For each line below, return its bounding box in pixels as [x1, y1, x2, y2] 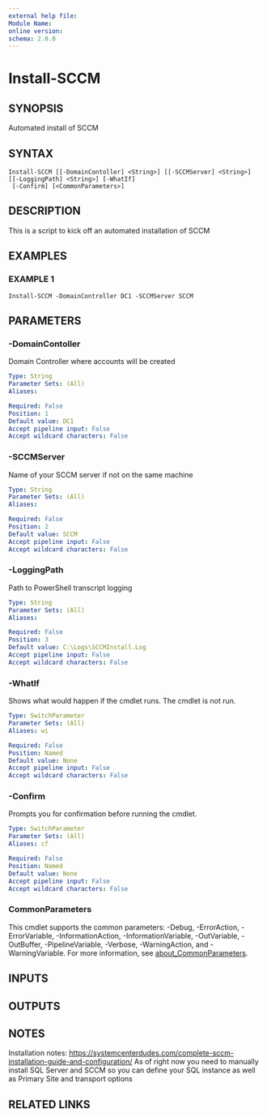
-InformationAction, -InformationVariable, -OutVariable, [56, 931, 240, 940]
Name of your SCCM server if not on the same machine [8, 469, 193, 479]
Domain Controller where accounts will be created [8, 357, 176, 366]
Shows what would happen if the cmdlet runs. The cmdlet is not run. [8, 696, 236, 706]
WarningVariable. [8, 948, 66, 957]
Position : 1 [8, 409, 49, 417]
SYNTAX [8, 147, 54, 160]
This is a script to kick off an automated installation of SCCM [8, 225, 210, 235]
